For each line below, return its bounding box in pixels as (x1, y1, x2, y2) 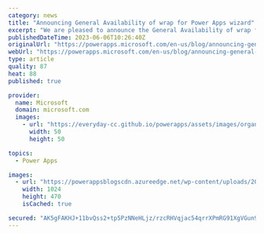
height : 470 (22, 193, 61, 201)
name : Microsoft (15, 99, 68, 107)
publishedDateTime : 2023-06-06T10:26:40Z (8, 33, 146, 42)
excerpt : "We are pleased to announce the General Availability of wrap (8, 26, 251, 34)
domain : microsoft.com (15, 106, 90, 114)
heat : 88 (8, 70, 37, 78)
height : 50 (28, 135, 65, 143)
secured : (8, 214, 37, 222)
